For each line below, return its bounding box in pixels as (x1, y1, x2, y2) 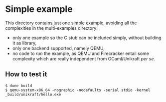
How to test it (5, 70, 47, 79)
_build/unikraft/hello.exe (5, 92, 61, 97)
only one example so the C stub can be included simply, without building (12, 35, 162, 41)
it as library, (12, 40, 37, 46)
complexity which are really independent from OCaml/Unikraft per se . (12, 55, 156, 61)
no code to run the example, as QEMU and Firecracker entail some (12, 51, 150, 56)
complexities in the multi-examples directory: (5, 25, 98, 31)
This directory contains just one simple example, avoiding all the (5, 20, 137, 26)
